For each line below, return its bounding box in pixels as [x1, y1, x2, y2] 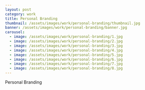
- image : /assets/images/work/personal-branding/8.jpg [9, 66, 123, 71]
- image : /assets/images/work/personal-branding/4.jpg [9, 48, 123, 53]
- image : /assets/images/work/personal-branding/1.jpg [9, 35, 123, 39]
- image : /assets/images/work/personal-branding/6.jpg [9, 57, 123, 62]
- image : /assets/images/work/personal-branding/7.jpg [9, 61, 123, 66]
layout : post [5, 7, 32, 12]
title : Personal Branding [5, 16, 57, 21]
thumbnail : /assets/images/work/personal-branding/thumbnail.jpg [5, 20, 140, 26]
